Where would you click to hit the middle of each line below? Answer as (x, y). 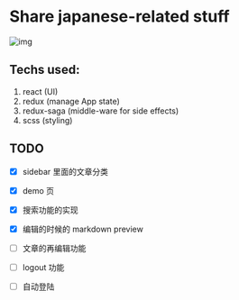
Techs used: (45, 70)
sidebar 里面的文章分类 (65, 171)
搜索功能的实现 (50, 210)
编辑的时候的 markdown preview (83, 229)
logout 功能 (43, 267)
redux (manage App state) (71, 101)
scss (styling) (47, 120)
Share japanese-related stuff (119, 17)
